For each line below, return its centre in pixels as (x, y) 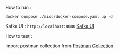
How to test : (19, 36)
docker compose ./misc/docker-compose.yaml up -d (59, 17)
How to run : (18, 7)
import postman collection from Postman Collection (59, 46)
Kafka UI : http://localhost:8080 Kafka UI (50, 26)
